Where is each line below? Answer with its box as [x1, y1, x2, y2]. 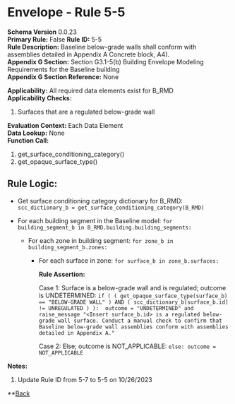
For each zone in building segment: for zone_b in [28, 236, 174, 244]
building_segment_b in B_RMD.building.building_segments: [17, 224, 192, 231]
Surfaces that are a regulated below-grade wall [17, 107, 155, 116]
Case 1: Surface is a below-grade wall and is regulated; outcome [38, 283, 227, 292]
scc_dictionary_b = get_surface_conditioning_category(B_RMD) [17, 204, 205, 211]
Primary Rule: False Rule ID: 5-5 [7, 35, 102, 43]
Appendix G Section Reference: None [7, 72, 119, 81]
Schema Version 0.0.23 [7, 28, 78, 36]
